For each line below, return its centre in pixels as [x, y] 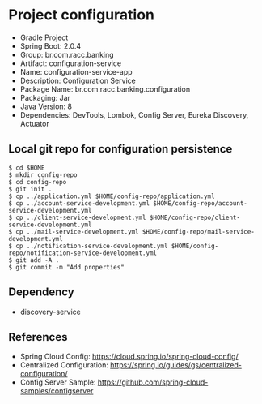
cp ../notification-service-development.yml [92, 246]
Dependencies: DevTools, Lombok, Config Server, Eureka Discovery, [134, 114]
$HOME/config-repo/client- [195, 217]
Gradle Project [44, 37]
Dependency [41, 292]
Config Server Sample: [58, 382]
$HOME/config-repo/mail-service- [198, 232]
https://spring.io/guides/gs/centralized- [176, 365]
